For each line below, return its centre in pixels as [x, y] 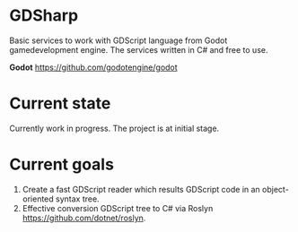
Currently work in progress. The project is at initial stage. [114, 128]
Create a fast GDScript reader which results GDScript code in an [141, 189]
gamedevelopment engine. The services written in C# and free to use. [139, 49]
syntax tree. [78, 199]
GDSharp [44, 16]
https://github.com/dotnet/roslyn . [84, 218]
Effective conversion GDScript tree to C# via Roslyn [118, 208]
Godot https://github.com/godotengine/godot [93, 67]
